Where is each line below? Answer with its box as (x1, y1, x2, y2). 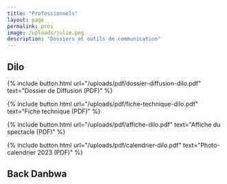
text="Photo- (182, 141, 220, 149)
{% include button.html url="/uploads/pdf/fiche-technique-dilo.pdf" (7, 100, 199, 108)
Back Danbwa (7, 168, 67, 180)
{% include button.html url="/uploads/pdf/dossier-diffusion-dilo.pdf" (7, 79, 202, 87)
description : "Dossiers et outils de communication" (7, 36, 161, 43)
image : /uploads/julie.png (7, 29, 84, 36)
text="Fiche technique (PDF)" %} (7, 107, 101, 115)
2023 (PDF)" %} (37, 148, 84, 157)
